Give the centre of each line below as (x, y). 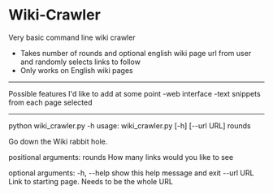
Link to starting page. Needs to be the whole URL (91, 181)
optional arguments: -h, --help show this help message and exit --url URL (131, 173)
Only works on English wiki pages (76, 70)
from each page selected (50, 102)
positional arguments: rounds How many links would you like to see (121, 157)
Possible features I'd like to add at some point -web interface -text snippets (135, 93)
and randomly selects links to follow (80, 62)
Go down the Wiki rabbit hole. (58, 141)
